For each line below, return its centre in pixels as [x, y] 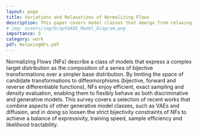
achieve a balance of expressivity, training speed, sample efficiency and [94, 118]
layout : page [22, 12]
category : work [25, 39]
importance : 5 [24, 34]
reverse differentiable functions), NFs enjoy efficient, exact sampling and [95, 87]
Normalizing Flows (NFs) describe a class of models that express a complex [99, 61]
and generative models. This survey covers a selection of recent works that [98, 99]
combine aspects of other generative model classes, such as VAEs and [93, 106]
